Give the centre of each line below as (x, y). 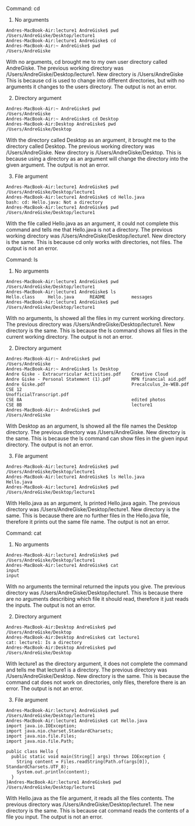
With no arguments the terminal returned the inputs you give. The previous (96, 586)
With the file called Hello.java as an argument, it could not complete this (92, 223)
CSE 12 (14, 390)
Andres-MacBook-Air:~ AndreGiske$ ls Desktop (62, 369)
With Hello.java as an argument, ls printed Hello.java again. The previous (93, 503)
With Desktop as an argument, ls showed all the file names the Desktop (92, 426)
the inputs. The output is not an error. (51, 605)
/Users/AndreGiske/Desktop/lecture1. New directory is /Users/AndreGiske (95, 74)
